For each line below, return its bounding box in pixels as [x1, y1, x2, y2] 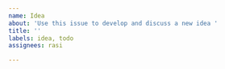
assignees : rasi [8, 42, 63, 50]
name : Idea [8, 11, 45, 20]
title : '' [8, 26, 42, 34]
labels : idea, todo [8, 34, 74, 43]
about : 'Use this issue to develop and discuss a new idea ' [8, 19, 219, 27]
